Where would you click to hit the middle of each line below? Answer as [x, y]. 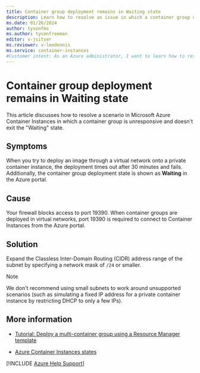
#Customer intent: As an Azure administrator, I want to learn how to [96, 56]
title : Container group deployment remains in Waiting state [84, 12]
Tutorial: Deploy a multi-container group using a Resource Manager [97, 334]
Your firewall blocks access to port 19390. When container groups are [92, 213]
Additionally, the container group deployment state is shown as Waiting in [97, 173]
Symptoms [27, 146]
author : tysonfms [28, 28]
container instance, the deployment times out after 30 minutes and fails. [94, 167]
